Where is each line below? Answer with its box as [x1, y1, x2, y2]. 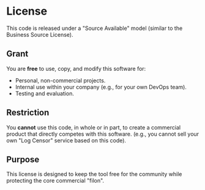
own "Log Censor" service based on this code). [6, 136, 127, 144]
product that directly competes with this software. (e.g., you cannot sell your [6, 130, 199, 137]
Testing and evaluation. [15, 90, 75, 97]
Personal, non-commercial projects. [15, 76, 106, 84]
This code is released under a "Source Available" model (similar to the [6, 24, 183, 32]
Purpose [6, 154, 40, 164]
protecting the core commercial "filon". [6, 177, 105, 185]
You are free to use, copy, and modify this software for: [6, 65, 146, 72]
